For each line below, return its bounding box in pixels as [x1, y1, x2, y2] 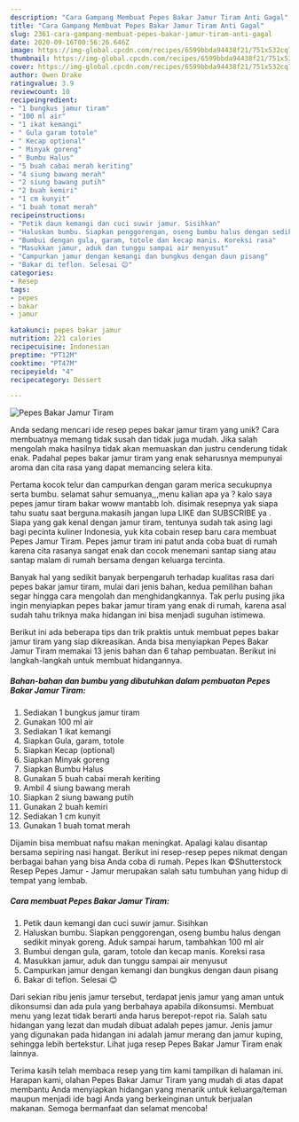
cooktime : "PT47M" [10, 358, 78, 368]
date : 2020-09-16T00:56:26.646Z [10, 37, 130, 47]
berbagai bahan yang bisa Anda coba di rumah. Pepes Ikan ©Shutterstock [10, 857, 282, 867]
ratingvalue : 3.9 [10, 79, 75, 88]
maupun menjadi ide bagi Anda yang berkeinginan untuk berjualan [10, 1094, 253, 1104]
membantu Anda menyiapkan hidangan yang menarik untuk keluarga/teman [10, 1084, 287, 1095]
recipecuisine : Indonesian [10, 342, 110, 351]
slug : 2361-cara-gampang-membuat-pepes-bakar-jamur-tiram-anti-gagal [10, 29, 273, 38]
